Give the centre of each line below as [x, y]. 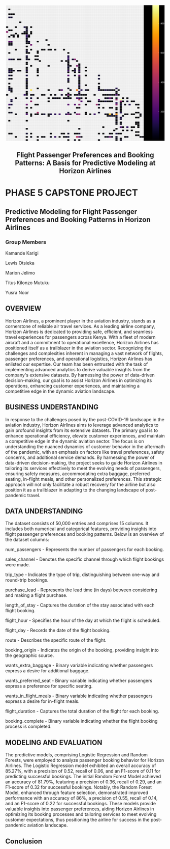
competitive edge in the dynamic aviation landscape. [60, 391]
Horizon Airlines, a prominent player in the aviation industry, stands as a [80, 321]
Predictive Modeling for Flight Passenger [71, 212]
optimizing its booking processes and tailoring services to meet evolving [81, 814]
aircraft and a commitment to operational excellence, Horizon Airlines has [82, 342]
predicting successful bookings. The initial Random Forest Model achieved [83, 777]
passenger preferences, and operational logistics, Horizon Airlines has [79, 359]
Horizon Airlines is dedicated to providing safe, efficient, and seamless [79, 332]
